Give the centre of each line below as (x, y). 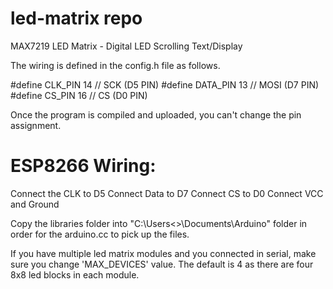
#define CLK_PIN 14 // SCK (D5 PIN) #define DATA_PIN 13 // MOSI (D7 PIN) (165, 84)
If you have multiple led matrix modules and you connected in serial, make (163, 253)
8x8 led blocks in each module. (75, 274)
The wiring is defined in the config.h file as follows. (115, 65)
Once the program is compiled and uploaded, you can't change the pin (156, 114)
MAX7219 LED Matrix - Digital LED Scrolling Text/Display (126, 46)
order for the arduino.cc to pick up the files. (100, 234)
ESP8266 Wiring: (83, 166)
